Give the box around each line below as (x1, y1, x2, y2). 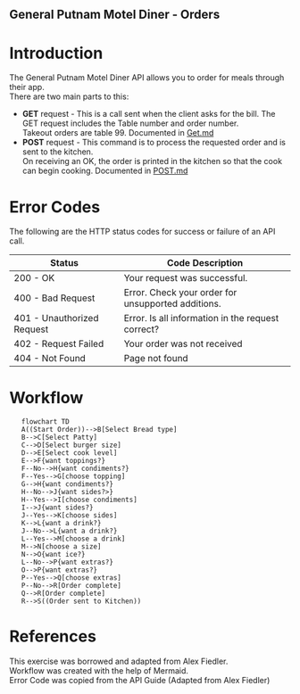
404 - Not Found (13, 352, 87, 365)
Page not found (123, 352, 189, 365)
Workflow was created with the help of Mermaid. (9, 665, 189, 676)
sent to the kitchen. (21, 146, 94, 157)
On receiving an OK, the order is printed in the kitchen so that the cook (21, 156, 283, 167)
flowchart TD (21, 417, 70, 426)
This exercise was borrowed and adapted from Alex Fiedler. (9, 656, 229, 667)
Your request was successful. (123, 272, 248, 285)
